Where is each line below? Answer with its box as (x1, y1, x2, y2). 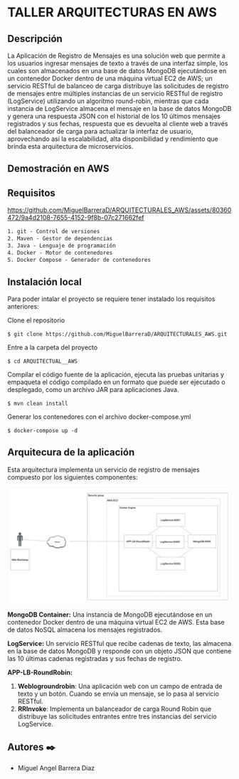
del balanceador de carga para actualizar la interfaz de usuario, (7, 127, 193, 135)
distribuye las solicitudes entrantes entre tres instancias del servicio (17, 712, 217, 721)
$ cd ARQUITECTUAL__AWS (7, 358, 78, 365)
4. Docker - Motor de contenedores (7, 250, 113, 257)
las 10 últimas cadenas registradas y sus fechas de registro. (7, 654, 183, 662)
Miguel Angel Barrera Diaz (17, 763, 95, 772)
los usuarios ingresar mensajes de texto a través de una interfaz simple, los (7, 59, 228, 68)
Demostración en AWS (7, 163, 110, 175)
